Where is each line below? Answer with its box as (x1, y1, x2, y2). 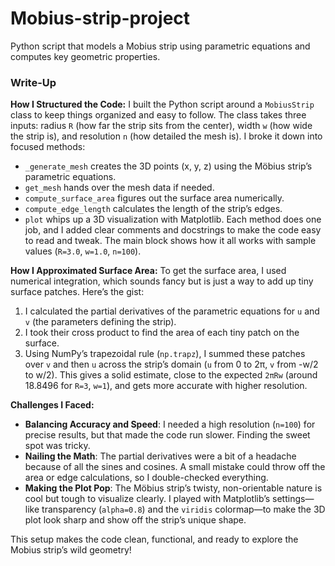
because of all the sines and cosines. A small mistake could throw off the (24, 461, 326, 473)
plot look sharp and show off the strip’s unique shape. (24, 514, 247, 526)
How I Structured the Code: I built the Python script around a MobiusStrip (10, 98, 315, 111)
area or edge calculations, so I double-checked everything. (24, 472, 269, 484)
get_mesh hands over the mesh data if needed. (24, 182, 215, 194)
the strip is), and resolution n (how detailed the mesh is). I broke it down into (10, 130, 323, 142)
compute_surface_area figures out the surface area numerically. (24, 192, 285, 204)
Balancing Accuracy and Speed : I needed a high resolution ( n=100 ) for (24, 418, 316, 431)
